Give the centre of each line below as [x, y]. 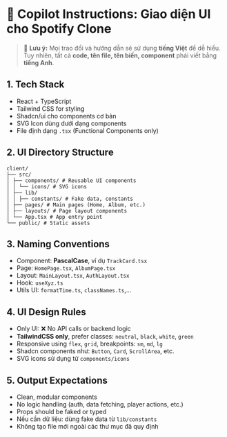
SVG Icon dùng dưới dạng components [71, 123]
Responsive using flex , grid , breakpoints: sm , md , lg [89, 344]
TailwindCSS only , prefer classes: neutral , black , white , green [105, 337]
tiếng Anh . [39, 62]
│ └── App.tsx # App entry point [55, 217]
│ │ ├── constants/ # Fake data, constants [70, 199]
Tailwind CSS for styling [50, 108]
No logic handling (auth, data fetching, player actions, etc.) [100, 404]
